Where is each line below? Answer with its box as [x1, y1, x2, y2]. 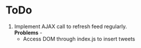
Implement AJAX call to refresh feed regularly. [14, 23, 127, 30]
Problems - [14, 29, 43, 36]
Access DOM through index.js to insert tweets [23, 35, 136, 42]
